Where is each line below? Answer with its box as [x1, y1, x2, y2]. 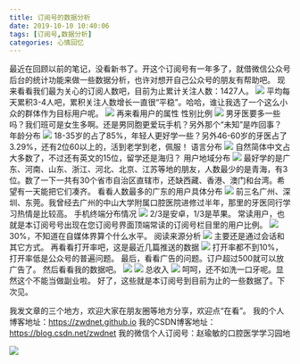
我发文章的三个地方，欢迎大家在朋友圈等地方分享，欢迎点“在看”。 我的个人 [9, 305, 285, 317]
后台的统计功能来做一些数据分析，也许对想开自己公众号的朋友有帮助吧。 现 [9, 75, 286, 86]
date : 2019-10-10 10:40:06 [9, 21, 110, 30]
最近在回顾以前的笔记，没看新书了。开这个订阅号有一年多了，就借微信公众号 [9, 63, 291, 74]
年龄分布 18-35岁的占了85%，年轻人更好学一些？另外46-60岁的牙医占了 [9, 130, 287, 141]
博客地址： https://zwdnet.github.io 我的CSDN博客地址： [9, 317, 216, 327]
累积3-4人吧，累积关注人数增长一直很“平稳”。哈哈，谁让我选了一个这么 [16, 97, 280, 108]
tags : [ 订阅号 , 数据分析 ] [9, 29, 92, 38]
